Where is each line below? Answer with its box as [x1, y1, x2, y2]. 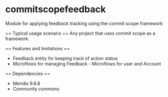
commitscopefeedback [5, 4, 106, 15]
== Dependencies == [5, 70, 51, 77]
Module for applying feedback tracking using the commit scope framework [5, 20, 163, 26]
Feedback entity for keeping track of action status [12, 55, 118, 61]
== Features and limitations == [5, 45, 70, 51]
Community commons [12, 85, 60, 92]
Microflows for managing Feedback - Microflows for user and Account [12, 60, 161, 67]
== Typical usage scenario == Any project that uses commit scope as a [5, 30, 156, 36]
